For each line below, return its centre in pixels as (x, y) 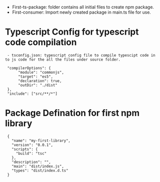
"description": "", (31, 162)
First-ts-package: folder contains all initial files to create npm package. (83, 7)
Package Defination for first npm (72, 113)
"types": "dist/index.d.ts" (40, 170)
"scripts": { (25, 149)
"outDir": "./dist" (37, 85)
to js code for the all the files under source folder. (63, 60)
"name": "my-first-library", (41, 141)
